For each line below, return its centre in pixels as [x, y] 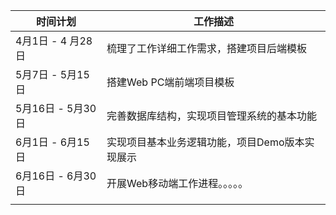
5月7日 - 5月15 [52, 74]
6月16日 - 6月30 [56, 176]
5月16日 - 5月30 [56, 108]
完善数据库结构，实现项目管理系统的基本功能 [212, 116]
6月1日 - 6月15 [52, 142]
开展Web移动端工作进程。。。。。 [177, 183]
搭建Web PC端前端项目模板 [170, 82]
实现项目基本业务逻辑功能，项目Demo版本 [205, 142]
